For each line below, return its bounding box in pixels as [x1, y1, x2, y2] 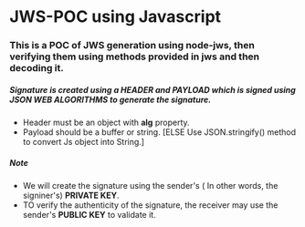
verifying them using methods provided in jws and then [9, 50, 260, 63]
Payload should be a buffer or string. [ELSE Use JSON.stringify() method [22, 127, 297, 138]
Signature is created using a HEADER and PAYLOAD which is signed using [9, 84, 297, 95]
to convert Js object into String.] [22, 137, 144, 148]
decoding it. [9, 62, 64, 75]
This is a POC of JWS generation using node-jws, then [9, 39, 256, 52]
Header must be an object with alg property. [22, 117, 190, 129]
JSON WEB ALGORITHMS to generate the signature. [9, 94, 212, 105]
